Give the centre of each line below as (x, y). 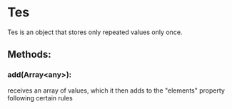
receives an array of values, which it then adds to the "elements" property (116, 90)
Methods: (29, 54)
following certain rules (40, 98)
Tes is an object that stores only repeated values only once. (95, 32)
